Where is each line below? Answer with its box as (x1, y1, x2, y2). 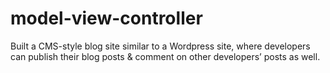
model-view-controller (10, 7, 203, 30)
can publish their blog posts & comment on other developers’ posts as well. (10, 50, 321, 62)
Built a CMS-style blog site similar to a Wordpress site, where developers (10, 40, 311, 52)
